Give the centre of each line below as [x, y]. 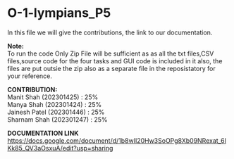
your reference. [30, 76]
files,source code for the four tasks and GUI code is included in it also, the [115, 61]
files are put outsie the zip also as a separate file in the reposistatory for [112, 68]
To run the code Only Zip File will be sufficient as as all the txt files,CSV [111, 53]
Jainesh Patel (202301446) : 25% [56, 112]
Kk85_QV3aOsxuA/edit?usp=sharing [60, 148]
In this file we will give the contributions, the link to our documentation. [110, 32]
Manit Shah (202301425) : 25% [53, 97]
